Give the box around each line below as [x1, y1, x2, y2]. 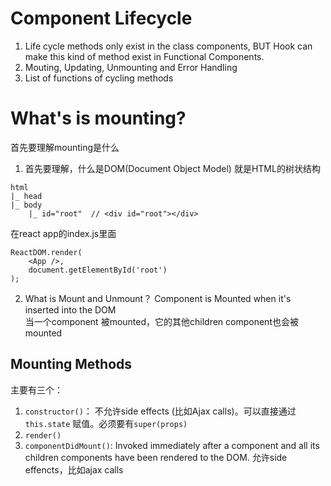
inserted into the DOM [24, 303, 117, 316]
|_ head [10, 191, 43, 201]
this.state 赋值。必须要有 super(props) [24, 417, 188, 429]
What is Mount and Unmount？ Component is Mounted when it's [24, 292, 292, 304]
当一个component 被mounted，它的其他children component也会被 [24, 315, 299, 327]
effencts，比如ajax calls [24, 463, 124, 476]
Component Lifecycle [10, 7, 193, 30]
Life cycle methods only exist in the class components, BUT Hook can [24, 40, 313, 52]
